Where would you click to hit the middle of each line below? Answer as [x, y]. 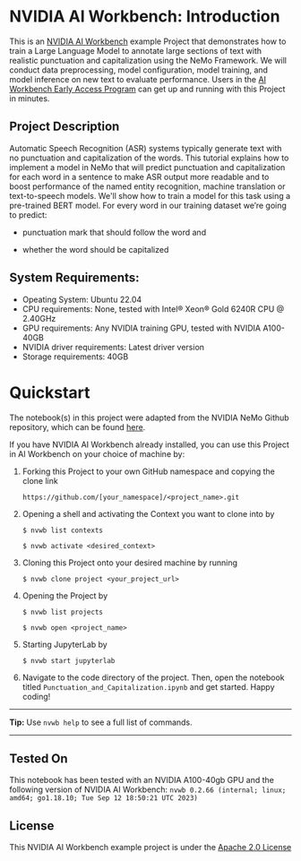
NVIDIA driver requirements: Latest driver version [113, 347]
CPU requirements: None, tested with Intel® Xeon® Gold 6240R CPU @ [153, 309]
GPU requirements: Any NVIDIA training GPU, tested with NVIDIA [142, 328]
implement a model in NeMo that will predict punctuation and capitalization [147, 167]
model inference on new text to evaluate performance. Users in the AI [138, 79]
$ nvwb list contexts [62, 530]
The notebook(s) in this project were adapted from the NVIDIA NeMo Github [149, 418]
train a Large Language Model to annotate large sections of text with [136, 50]
